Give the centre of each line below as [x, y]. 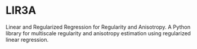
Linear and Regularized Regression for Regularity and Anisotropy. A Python [98, 27]
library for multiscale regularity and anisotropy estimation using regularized [98, 33]
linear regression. [27, 39]
